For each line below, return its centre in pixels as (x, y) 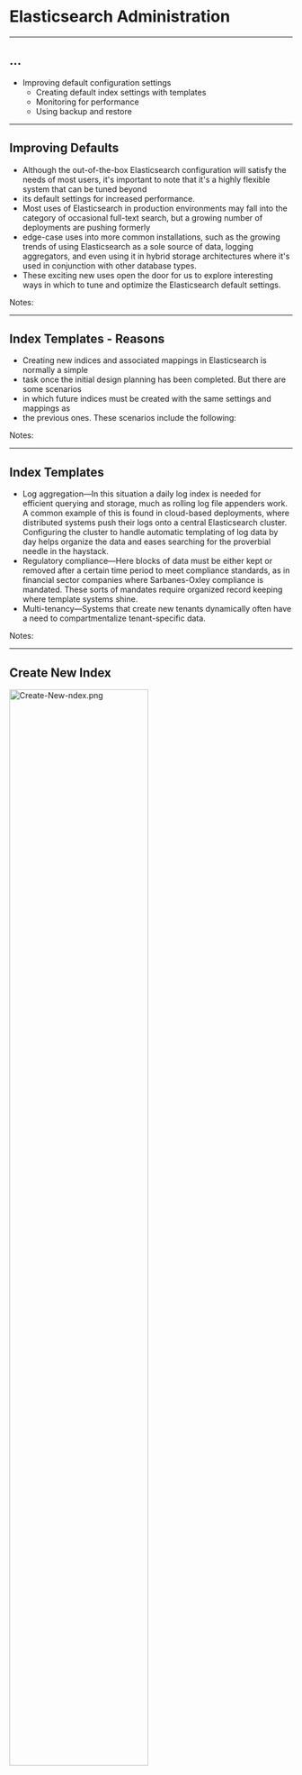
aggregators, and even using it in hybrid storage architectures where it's (156, 256)
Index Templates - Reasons (87, 338)
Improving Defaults (64, 148)
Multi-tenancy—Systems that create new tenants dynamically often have (157, 609)
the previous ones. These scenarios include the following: (129, 418)
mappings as (46, 408)
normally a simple (55, 370)
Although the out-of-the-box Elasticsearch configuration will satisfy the (154, 169)
